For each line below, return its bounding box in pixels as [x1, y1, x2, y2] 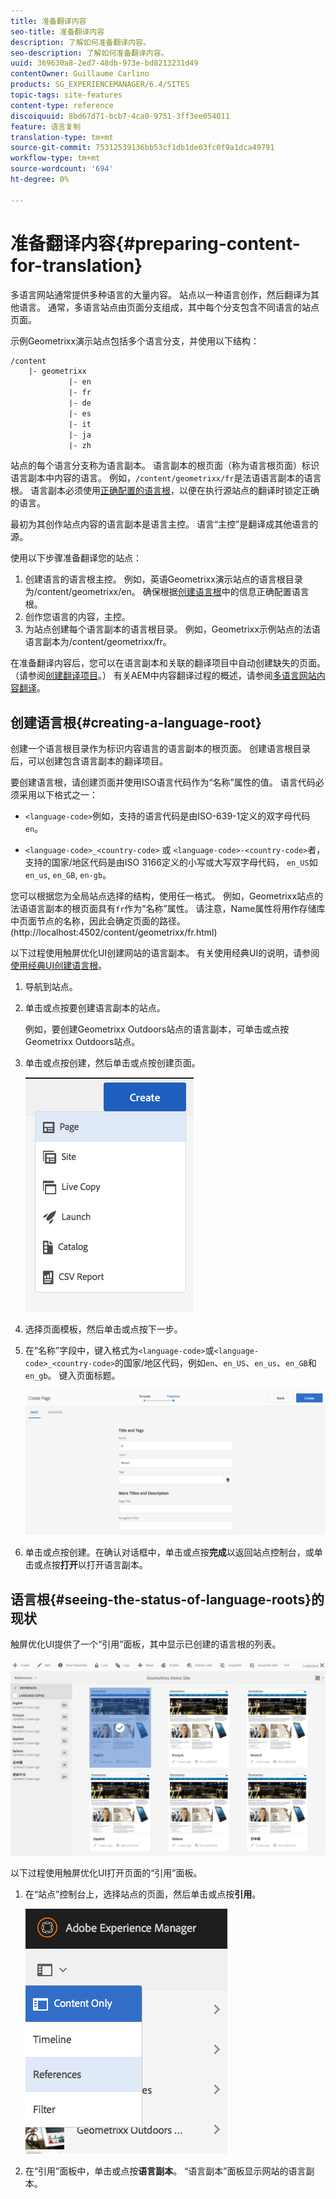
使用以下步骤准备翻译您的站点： [10, 552, 142, 564]
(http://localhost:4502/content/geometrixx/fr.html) [10, 926, 218, 939]
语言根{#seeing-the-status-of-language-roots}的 [10, 1591, 325, 1608]
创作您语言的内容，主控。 [24, 611, 131, 623]
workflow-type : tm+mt [10, 153, 101, 164]
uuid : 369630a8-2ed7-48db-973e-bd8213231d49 [10, 58, 199, 69]
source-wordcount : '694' [10, 164, 114, 174]
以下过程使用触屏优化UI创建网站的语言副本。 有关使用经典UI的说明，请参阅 [10, 947, 320, 959]
